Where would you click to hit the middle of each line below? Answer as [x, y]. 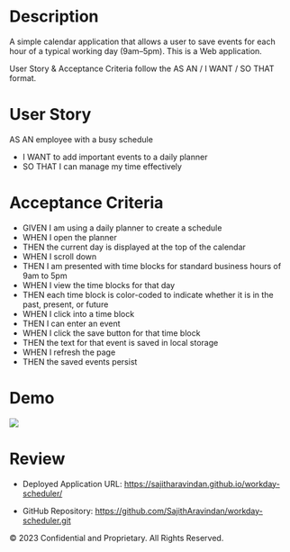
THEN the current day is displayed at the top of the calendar [134, 247]
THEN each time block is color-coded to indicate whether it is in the [148, 294]
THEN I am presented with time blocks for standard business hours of [152, 266]
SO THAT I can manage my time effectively [102, 166]
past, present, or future [65, 304]
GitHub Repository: [58, 511]
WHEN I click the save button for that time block [111, 333]
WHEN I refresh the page [69, 352]
